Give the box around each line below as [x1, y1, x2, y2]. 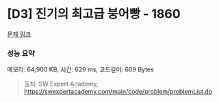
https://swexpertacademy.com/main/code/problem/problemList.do [23, 88, 213, 96]
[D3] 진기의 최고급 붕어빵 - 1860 [7, 6, 181, 22]
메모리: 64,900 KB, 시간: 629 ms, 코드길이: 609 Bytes [7, 65, 154, 73]
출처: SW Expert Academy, [23, 80, 99, 88]
